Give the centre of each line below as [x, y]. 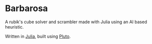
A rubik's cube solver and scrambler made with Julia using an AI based [76, 22]
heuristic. [14, 27]
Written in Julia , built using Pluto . [38, 36]
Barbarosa [26, 8]
